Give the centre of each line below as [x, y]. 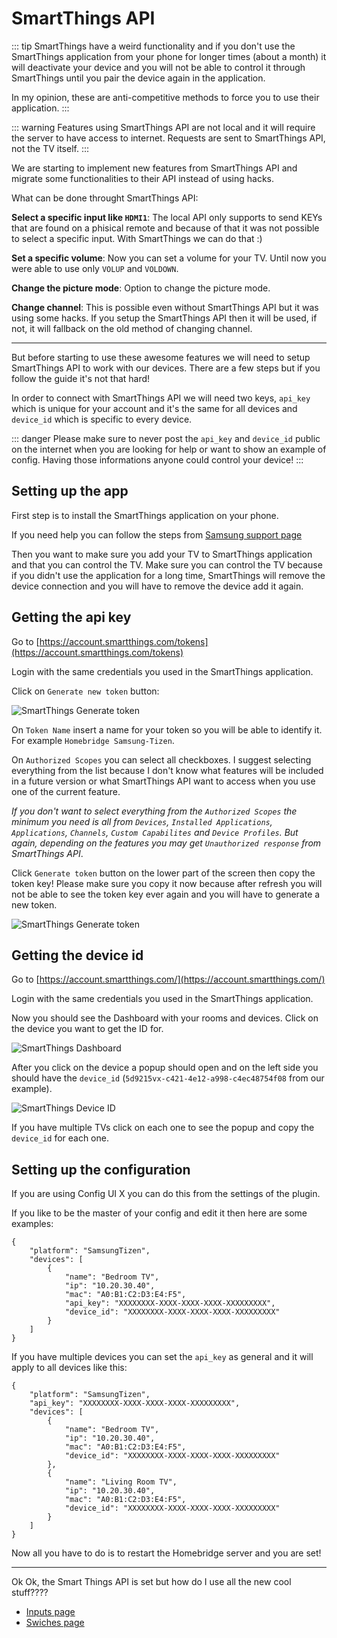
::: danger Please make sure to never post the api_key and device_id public [166, 438]
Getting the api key [71, 617]
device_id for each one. [60, 1138]
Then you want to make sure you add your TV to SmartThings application [162, 554]
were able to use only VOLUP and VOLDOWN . [95, 268]
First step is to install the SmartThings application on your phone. [145, 515]
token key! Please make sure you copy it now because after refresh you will [167, 883]
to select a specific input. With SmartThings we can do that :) [137, 238]
